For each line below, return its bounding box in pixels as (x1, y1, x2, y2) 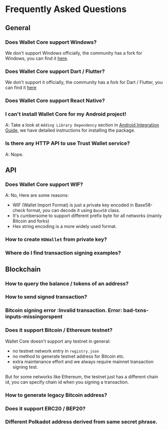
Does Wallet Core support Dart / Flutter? (5, 68, 105, 75)
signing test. (12, 364, 39, 370)
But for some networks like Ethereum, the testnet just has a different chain (5, 373, 158, 380)
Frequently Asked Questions (5, 4, 127, 15)
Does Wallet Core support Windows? (5, 39, 97, 46)
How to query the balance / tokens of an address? (5, 280, 129, 287)
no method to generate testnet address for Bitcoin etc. (12, 353, 125, 359)
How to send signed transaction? (5, 293, 88, 300)
